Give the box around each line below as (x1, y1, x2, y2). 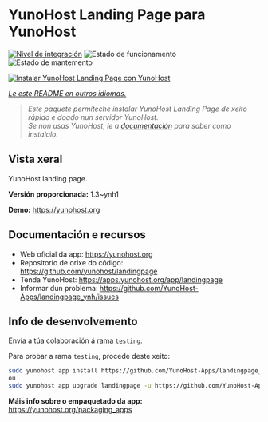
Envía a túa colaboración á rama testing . (8, 336, 143, 345)
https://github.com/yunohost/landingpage (19, 266, 158, 276)
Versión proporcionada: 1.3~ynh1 (8, 189, 120, 199)
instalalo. (27, 129, 58, 139)
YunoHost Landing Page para (8, 6, 206, 24)
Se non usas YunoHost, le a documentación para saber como (27, 121, 231, 130)
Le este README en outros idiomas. (8, 88, 127, 98)
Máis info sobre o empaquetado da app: (8, 396, 143, 405)
